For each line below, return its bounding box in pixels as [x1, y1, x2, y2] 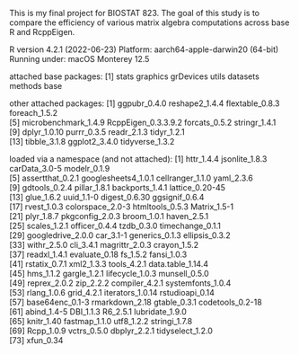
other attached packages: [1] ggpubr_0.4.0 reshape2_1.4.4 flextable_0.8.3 [9, 98, 280, 109]
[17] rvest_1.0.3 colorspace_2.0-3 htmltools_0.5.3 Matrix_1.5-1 [9, 201, 234, 212]
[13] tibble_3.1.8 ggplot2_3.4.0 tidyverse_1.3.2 [9, 137, 175, 146]
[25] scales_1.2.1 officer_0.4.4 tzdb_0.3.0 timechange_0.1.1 [9, 220, 222, 231]
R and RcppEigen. [9, 27, 75, 37]
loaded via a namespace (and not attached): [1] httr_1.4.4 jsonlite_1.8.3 [9, 154, 268, 164]
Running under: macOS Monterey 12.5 [9, 54, 150, 64]
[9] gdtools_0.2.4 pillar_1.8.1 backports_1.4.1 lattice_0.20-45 [9, 182, 226, 192]
